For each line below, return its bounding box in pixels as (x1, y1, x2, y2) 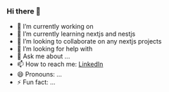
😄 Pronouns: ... (16, 70, 63, 79)
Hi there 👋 (6, 6, 42, 16)
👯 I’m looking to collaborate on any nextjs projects (16, 37, 162, 46)
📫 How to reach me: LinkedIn (16, 60, 104, 69)
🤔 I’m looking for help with (16, 45, 93, 53)
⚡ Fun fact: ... (16, 78, 56, 86)
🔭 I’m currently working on (16, 22, 94, 31)
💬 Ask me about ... (16, 52, 70, 60)
